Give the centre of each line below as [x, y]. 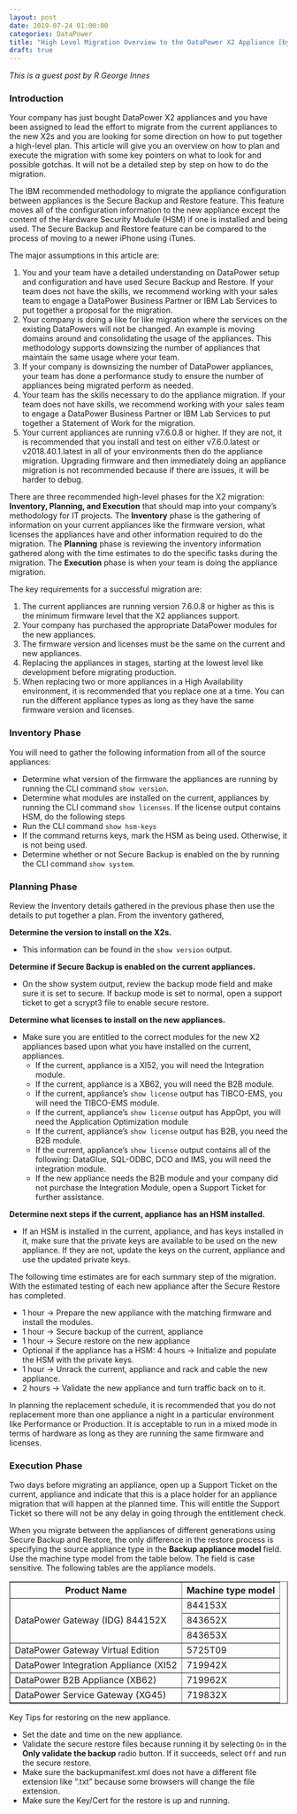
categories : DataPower [51, 34]
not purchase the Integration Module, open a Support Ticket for [151, 1188]
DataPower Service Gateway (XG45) [90, 1695]
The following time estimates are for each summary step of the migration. [143, 1277]
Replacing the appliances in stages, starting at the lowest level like [142, 663]
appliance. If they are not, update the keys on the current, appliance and [153, 1251]
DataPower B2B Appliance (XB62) [86, 1680]
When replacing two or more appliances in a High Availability [133, 682]
